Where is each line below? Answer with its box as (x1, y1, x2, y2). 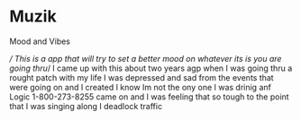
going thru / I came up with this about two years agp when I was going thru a (9, 63, 293, 73)
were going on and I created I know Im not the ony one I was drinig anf (9, 81, 272, 92)
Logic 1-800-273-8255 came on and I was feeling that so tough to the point (9, 91, 290, 102)
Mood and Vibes (9, 36, 70, 47)
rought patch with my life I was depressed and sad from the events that (9, 72, 274, 82)
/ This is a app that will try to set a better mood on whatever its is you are (9, 53, 282, 64)
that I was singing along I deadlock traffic (9, 100, 163, 111)
